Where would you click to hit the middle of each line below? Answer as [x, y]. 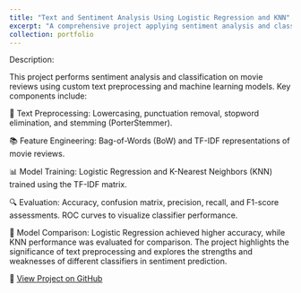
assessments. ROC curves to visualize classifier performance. [124, 215]
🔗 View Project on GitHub [56, 279]
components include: [48, 96]
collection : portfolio [52, 34]
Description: [32, 60]
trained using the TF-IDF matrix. [68, 185]
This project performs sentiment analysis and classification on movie [136, 77]
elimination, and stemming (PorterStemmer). [91, 123]
